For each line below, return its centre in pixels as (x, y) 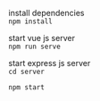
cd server (27, 72)
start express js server (50, 63)
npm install (30, 21)
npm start (27, 88)
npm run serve (35, 46)
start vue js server (42, 38)
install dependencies (46, 13)
